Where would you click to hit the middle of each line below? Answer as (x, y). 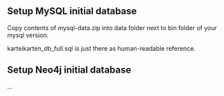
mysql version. (28, 35)
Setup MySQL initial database (72, 11)
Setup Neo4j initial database (69, 70)
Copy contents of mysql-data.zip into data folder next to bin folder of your (112, 27)
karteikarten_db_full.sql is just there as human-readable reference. (101, 48)
